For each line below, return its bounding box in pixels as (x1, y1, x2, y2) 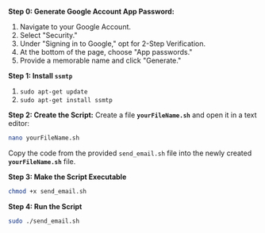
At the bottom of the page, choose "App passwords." (19, 48, 193, 56)
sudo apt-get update (19, 88, 88, 96)
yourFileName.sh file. (8, 156, 76, 166)
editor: (8, 119, 30, 128)
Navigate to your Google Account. (19, 22, 132, 31)
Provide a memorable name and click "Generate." (19, 55, 182, 65)
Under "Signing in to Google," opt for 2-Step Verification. (19, 39, 206, 48)
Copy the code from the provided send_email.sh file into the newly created (8, 148, 252, 158)
